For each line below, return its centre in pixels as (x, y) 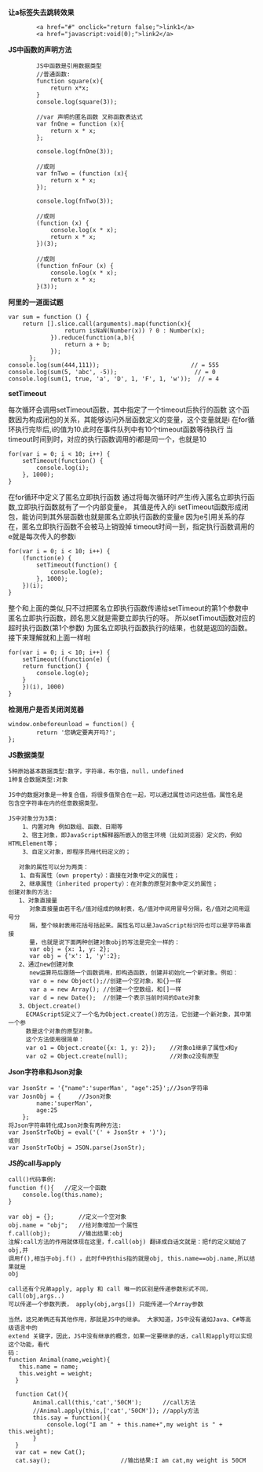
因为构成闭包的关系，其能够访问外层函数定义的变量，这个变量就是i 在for (131, 419)
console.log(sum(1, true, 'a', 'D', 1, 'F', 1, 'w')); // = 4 (114, 379)
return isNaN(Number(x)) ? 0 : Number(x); (135, 331)
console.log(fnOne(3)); (75, 152)
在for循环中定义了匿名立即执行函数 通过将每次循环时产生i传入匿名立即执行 (128, 497)
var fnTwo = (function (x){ (82, 174)
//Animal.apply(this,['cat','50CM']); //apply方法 (116, 1411)
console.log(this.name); (63, 1195)
